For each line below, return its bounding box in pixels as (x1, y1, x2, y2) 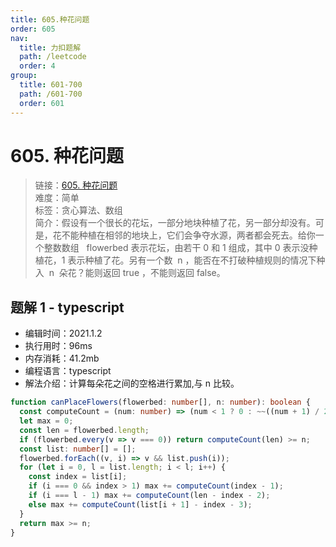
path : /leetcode (19, 52, 87, 62)
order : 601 (19, 98, 65, 108)
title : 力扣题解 (19, 42, 82, 53)
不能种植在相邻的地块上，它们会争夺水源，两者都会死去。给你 (61, 229, 316, 241)
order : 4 (19, 61, 56, 71)
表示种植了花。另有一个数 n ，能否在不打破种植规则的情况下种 (67, 254, 326, 266)
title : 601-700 (19, 80, 83, 90)
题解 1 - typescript (10, 299, 125, 316)
